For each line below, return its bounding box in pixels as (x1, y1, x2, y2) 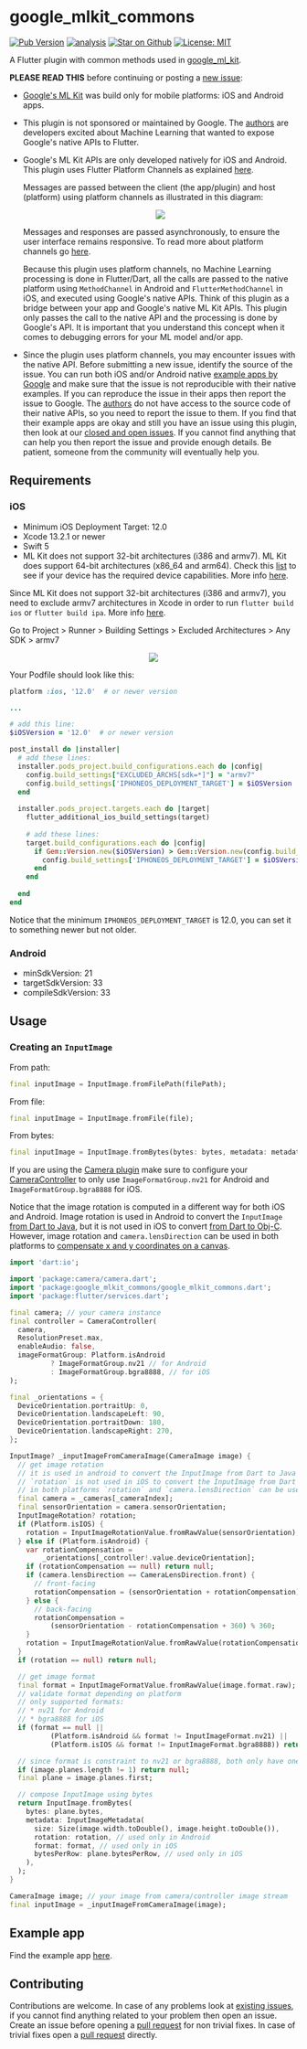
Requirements (9, 473, 91, 488)
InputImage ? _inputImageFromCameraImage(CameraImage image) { (9, 1451, 251, 1460)
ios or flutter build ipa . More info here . (9, 606, 166, 618)
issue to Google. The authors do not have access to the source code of (22, 398, 291, 409)
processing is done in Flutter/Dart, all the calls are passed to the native (22, 272, 289, 284)
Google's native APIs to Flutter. (22, 136, 140, 147)
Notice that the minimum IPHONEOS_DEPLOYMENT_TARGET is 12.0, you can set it (9, 914, 291, 925)
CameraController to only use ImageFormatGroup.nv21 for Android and (9, 1174, 270, 1185)
